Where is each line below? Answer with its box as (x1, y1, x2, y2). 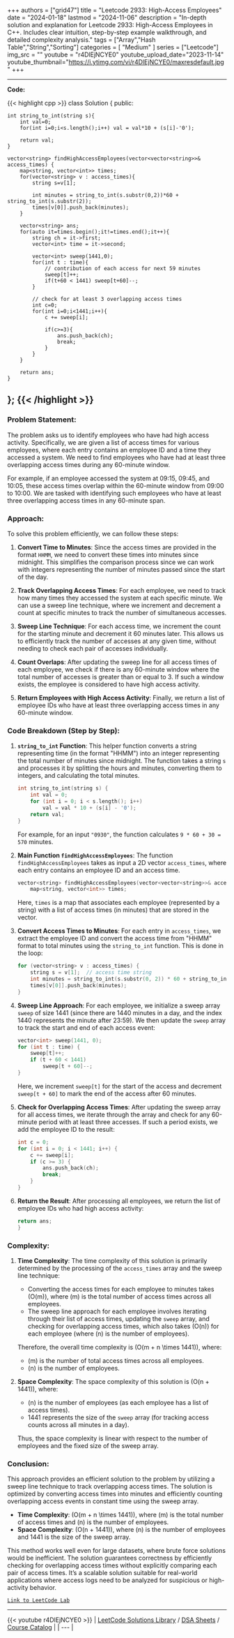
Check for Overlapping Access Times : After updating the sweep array (17, 1102, 221, 1111)
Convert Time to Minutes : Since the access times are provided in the (17, 543, 217, 551)
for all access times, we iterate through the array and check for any (17, 1110, 210, 1119)
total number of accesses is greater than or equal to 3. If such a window (17, 672, 224, 681)
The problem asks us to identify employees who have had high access (7, 431, 210, 439)
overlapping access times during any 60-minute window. (7, 460, 171, 468)
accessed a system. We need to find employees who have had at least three (7, 453, 226, 462)
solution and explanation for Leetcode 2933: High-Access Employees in (7, 21, 214, 29)
